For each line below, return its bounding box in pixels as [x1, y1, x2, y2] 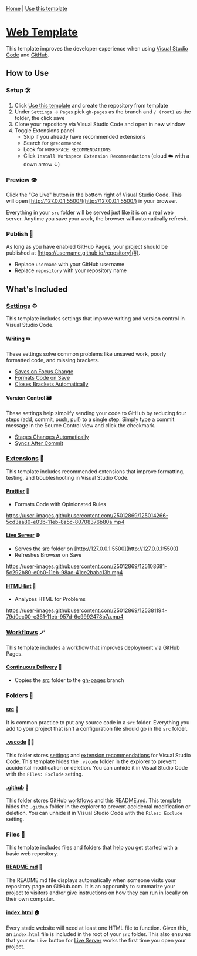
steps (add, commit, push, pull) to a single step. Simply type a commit [6, 416, 175, 423]
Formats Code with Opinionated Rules [14, 500, 107, 507]
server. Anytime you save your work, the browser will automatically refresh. [6, 215, 188, 222]
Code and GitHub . [6, 51, 50, 58]
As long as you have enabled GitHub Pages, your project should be [6, 243, 168, 250]
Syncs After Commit [14, 440, 63, 447]
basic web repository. [6, 850, 59, 857]
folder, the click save [14, 114, 65, 121]
